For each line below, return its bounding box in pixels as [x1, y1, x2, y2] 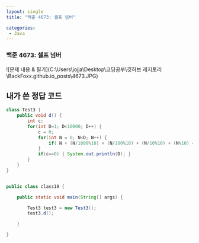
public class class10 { [6, 183, 65, 190]
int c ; [27, 118, 44, 124]
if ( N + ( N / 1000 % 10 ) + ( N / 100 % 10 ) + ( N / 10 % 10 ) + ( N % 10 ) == [48, 140, 197, 146]
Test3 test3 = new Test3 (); [27, 205, 97, 211]
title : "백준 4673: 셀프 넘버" [6, 14, 76, 20]
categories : [6, 25, 36, 31]
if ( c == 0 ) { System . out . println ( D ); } [37, 151, 131, 157]
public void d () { [17, 113, 62, 119]
